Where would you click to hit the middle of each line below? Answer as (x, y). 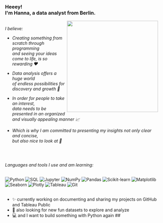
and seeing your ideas (34, 54)
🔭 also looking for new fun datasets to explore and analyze (71, 210)
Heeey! (14, 7)
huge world (24, 78)
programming (26, 48)
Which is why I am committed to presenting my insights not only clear (82, 130)
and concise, (25, 136)
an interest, (23, 104)
